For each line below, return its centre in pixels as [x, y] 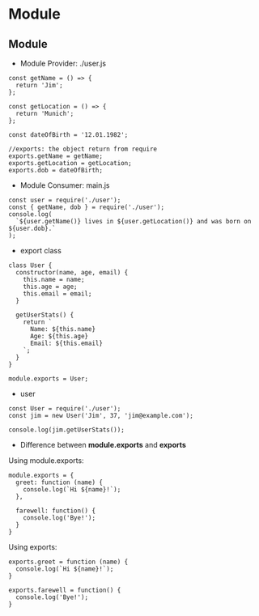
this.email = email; [57, 294]
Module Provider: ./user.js [63, 63]
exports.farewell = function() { [65, 590]
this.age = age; [51, 287]
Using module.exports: [46, 461]
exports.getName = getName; [56, 156]
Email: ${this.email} [66, 343]
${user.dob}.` [32, 228]
